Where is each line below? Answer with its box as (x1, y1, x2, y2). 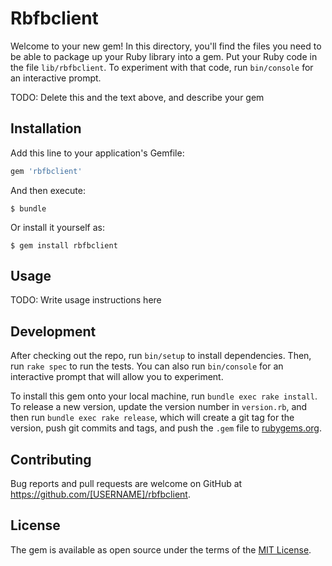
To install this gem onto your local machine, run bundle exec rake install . (10, 390, 318, 402)
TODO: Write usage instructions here (10, 294, 162, 306)
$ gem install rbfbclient (10, 240, 118, 251)
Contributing (10, 451, 92, 468)
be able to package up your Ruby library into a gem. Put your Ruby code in (10, 50, 318, 62)
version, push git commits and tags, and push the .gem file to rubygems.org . (10, 422, 323, 434)
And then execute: (10, 184, 86, 196)
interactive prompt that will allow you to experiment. (10, 371, 224, 383)
